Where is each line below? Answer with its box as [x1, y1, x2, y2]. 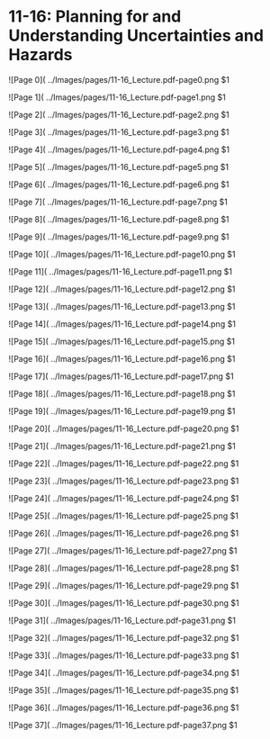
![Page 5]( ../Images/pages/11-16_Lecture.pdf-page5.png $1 [8, 161, 229, 172]
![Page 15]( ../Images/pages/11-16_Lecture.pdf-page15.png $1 [8, 336, 236, 347]
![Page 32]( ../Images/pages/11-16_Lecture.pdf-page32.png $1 [8, 632, 239, 643]
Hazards [8, 45, 73, 65]
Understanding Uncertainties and [8, 25, 265, 46]
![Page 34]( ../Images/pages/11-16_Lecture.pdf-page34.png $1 [8, 667, 239, 678]
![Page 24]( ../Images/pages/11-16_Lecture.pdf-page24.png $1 [8, 492, 239, 503]
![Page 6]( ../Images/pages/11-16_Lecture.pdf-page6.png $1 [8, 178, 229, 190]
